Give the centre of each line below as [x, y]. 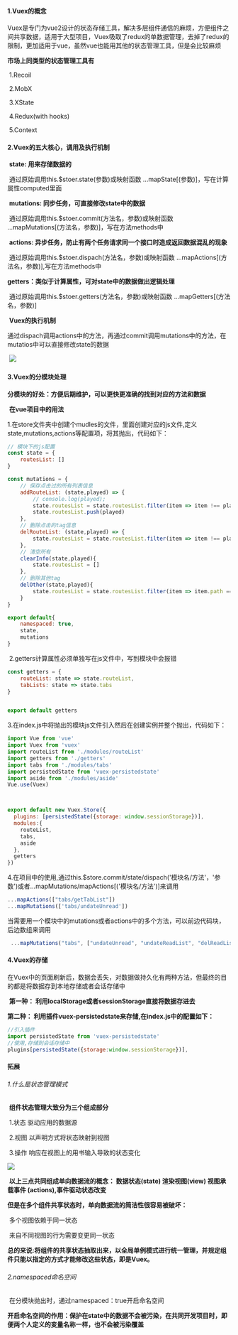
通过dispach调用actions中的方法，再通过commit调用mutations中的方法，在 [117, 336]
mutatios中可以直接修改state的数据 [58, 345]
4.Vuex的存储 [28, 960]
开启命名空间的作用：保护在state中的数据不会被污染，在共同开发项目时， [114, 1315]
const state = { [31, 453]
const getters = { [34, 671]
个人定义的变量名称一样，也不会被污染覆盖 [81, 1324]
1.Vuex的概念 [27, 11]
